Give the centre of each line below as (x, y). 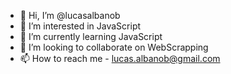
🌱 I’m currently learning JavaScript (91, 36)
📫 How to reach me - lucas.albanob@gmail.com (120, 58)
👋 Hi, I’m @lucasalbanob (70, 15)
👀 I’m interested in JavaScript (80, 26)
